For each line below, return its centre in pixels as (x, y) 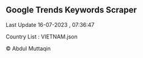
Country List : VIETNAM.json (42, 37)
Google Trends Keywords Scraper (71, 10)
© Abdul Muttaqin (28, 48)
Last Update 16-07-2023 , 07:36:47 (50, 24)
